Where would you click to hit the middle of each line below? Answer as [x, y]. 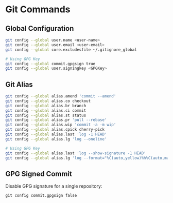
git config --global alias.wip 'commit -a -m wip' [61, 125]
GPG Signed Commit [39, 174]
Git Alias [19, 84]
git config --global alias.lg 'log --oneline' [56, 139]
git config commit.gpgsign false [41, 196]
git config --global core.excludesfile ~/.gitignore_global [71, 50]
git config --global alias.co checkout [48, 101]
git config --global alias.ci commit [46, 110]
